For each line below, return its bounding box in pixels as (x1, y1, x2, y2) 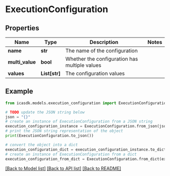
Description (89, 39, 119, 46)
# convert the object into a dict (5, 142, 78, 147)
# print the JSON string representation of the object (5, 128, 123, 134)
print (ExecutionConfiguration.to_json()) (5, 133, 94, 139)
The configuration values (65, 70, 125, 77)
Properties (5, 24, 39, 32)
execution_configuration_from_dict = (5, 156, 85, 161)
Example (5, 87, 33, 96)
